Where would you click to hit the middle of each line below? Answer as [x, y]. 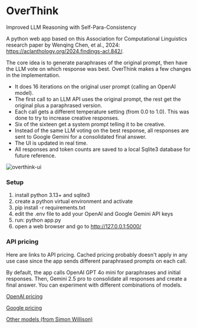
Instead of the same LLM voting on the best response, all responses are [102, 130]
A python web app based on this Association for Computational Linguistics [97, 38]
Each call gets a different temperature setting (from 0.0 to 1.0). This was [102, 111]
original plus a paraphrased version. [58, 105]
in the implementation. [33, 75]
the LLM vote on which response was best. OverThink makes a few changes [99, 68]
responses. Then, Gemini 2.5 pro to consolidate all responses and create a [96, 278]
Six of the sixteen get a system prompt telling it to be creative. [90, 124]
